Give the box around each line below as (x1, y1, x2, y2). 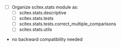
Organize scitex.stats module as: (11, 4, 79, 10)
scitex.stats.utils (19, 27, 52, 33)
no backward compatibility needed (11, 37, 83, 43)
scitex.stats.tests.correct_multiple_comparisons (19, 21, 117, 27)
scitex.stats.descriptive (19, 10, 67, 16)
